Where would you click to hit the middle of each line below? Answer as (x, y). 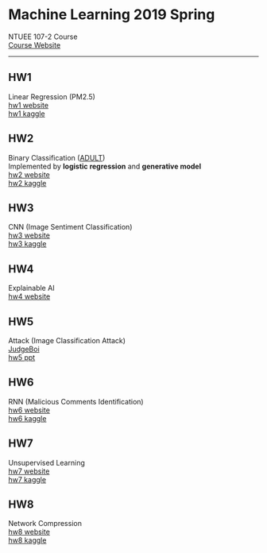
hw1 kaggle (27, 114)
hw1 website (29, 105)
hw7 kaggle (27, 479)
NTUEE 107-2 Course (43, 37)
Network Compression (45, 524)
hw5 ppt (22, 358)
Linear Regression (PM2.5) (52, 96)
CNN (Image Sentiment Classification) (70, 227)
